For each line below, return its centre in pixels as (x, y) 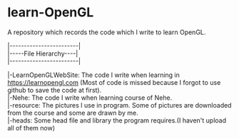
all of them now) (31, 128)
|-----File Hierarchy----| (43, 53)
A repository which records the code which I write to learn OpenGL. (107, 32)
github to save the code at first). (55, 90)
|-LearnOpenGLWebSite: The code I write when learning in (94, 75)
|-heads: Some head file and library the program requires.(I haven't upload (117, 120)
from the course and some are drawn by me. (73, 113)
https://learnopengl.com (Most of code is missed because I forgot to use (114, 82)
